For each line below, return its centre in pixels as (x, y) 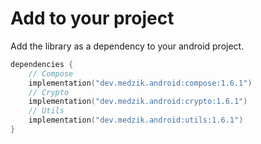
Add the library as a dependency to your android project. (127, 46)
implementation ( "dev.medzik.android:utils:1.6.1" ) (136, 120)
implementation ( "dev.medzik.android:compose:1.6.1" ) (140, 83)
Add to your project (92, 18)
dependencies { (42, 64)
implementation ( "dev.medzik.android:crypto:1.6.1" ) (138, 102)
